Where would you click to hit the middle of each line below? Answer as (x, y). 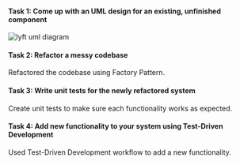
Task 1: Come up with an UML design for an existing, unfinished (115, 11)
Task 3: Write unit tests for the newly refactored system (102, 90)
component (28, 19)
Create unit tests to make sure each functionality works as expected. (120, 108)
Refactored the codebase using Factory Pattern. (87, 73)
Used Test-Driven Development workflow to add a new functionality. (120, 152)
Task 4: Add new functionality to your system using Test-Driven (116, 126)
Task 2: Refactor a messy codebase (68, 54)
